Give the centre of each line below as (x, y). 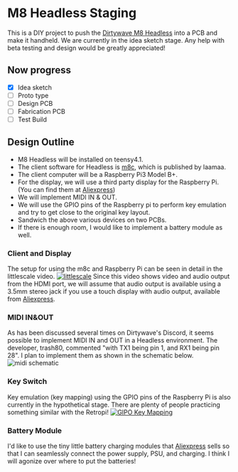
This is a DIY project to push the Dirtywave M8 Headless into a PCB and (113, 33)
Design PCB (35, 103)
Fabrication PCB (41, 111)
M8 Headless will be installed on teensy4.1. (80, 159)
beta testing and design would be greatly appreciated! (86, 48)
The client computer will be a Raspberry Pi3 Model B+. (98, 174)
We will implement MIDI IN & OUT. (67, 197)
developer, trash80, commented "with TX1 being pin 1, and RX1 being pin (114, 348)
